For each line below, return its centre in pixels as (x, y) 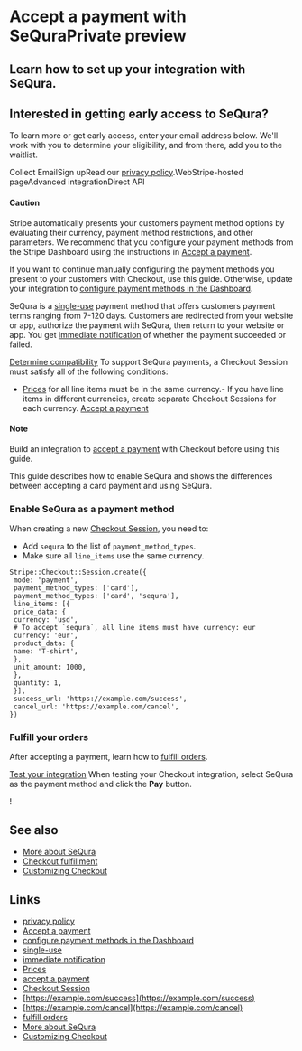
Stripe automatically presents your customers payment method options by (147, 222)
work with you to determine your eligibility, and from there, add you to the (146, 145)
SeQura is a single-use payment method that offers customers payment (142, 305)
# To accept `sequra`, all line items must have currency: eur (134, 628)
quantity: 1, (38, 683)
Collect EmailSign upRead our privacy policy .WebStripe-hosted (126, 173)
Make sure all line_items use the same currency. (113, 556)
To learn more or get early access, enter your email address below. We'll (144, 136)
